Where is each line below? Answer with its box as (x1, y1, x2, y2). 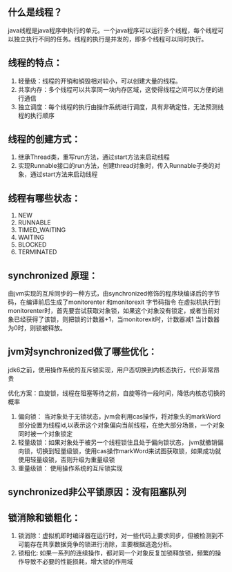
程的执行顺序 (17, 111, 55, 120)
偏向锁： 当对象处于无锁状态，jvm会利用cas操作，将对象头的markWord (17, 412, 222, 420)
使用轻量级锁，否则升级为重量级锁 (17, 455, 115, 464)
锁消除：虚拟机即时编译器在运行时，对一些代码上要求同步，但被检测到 (17, 531, 218, 540)
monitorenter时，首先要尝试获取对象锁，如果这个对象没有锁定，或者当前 (8, 307, 214, 315)
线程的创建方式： (8, 133, 81, 145)
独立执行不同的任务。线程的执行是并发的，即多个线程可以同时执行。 (13, 35, 208, 43)
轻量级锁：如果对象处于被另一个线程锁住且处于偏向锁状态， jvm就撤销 (17, 438, 218, 446)
